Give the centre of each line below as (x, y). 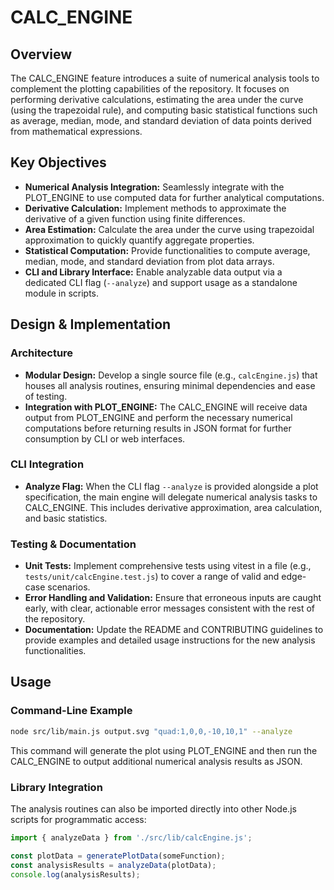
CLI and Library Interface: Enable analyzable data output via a (153, 272)
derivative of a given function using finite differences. (135, 218)
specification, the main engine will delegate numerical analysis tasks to (171, 497)
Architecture (42, 353)
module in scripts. (62, 293)
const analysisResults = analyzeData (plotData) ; (113, 865)
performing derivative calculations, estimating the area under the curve (157, 99)
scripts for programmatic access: (78, 819)
